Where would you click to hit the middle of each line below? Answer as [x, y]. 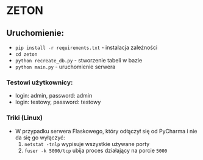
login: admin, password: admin [54, 96]
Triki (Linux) [24, 118]
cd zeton [26, 55]
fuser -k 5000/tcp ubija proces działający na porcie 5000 [96, 150]
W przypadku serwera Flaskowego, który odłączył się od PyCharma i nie [106, 131]
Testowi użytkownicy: [40, 82]
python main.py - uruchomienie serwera [65, 67]
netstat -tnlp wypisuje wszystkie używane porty [87, 144]
